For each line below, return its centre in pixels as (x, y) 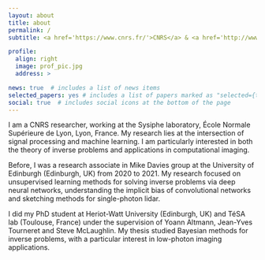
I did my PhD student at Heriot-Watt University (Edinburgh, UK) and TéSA (127, 214)
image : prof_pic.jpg (49, 67)
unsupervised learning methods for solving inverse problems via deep (122, 182)
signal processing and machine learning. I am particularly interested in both (131, 142)
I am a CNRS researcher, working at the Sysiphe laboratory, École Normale (129, 125)
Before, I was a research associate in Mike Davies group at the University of (131, 165)
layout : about (32, 15)
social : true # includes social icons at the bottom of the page (119, 102)
